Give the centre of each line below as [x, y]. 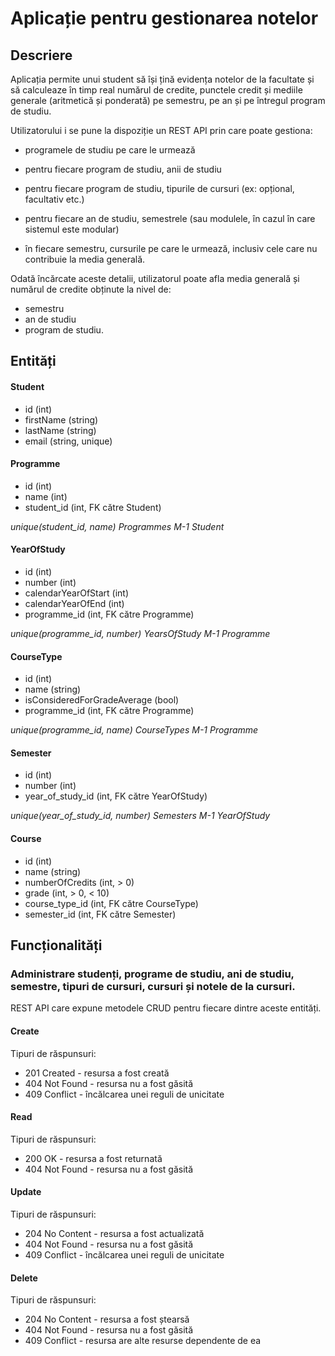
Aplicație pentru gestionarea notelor [164, 18]
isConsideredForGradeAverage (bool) [102, 700]
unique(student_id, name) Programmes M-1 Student [117, 526]
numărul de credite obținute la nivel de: [91, 289]
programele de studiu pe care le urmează [110, 150]
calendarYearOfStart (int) [77, 593]
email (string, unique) [68, 441]
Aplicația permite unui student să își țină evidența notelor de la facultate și [162, 79]
